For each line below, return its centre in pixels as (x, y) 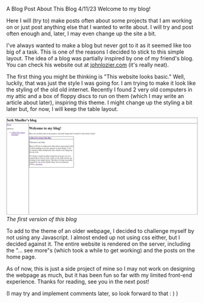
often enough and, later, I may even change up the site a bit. (81, 34)
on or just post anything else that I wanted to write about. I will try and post (100, 27)
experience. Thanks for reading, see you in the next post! (78, 281)
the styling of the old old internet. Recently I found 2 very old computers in (99, 90)
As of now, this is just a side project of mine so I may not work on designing (101, 268)
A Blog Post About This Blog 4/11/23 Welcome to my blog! (78, 9)
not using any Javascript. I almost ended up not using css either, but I (93, 237)
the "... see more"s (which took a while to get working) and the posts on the (101, 250)
